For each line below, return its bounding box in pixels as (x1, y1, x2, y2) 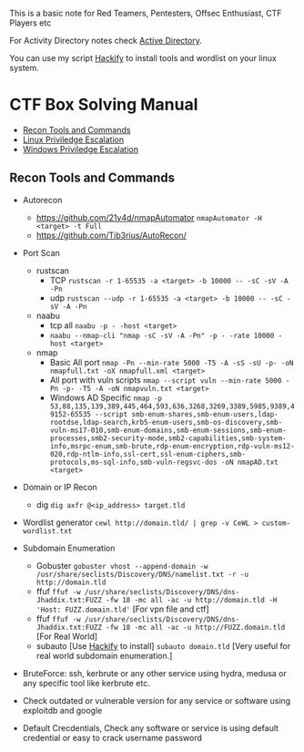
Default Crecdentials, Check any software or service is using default (22, 722, 279, 733)
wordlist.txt (22, 526, 73, 536)
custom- (261, 519, 291, 528)
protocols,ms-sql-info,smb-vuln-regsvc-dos (49, 458, 218, 467)
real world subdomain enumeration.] (35, 650, 173, 661)
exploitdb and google (22, 705, 103, 716)
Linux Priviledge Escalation (22, 134, 125, 145)
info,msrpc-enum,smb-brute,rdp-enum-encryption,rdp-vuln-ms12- (49, 441, 295, 450)
